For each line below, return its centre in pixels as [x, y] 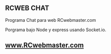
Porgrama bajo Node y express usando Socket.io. [56, 30]
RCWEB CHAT [27, 8]
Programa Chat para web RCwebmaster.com [51, 20]
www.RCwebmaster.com [45, 45]
